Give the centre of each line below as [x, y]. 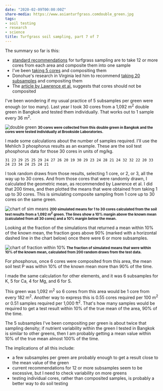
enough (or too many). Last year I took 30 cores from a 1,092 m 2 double [77, 106]
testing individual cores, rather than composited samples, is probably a [83, 378]
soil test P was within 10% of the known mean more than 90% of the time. [79, 267]
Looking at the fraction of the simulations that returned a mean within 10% [79, 228]
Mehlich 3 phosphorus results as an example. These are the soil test [73, 146]
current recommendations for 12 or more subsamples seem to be [77, 368]
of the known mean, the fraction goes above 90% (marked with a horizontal [81, 233]
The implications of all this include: [40, 348]
